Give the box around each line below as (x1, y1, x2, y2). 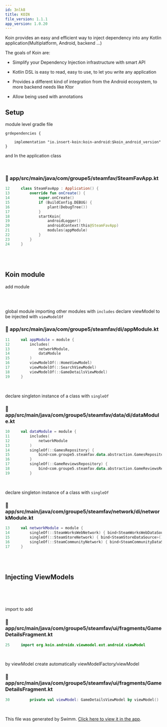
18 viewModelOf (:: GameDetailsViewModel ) (5, 369, 108, 374)
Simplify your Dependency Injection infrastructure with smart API (12, 59, 146, 65)
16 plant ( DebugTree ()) (5, 205, 88, 210)
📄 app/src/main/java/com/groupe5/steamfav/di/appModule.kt (5, 326, 159, 333)
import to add (5, 606, 33, 612)
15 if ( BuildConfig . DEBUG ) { (5, 200, 92, 205)
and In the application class (5, 153, 61, 159)
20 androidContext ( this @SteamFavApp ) (5, 223, 119, 228)
